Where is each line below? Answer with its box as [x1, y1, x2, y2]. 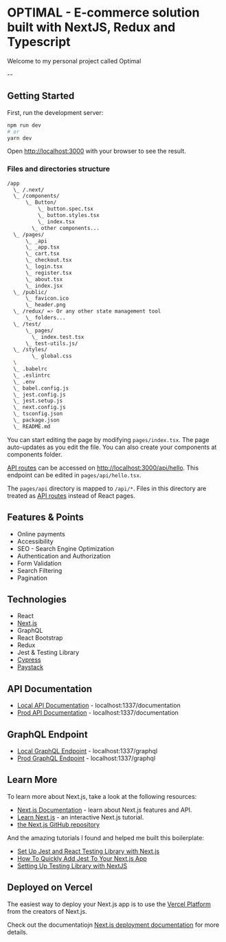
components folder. [7, 450, 63, 459]
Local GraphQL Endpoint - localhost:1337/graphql [16, 747, 158, 755]
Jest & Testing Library [16, 649, 80, 657]
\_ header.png [25, 302, 67, 308]
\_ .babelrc [13, 366, 48, 373]
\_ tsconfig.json [13, 410, 63, 417]
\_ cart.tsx [25, 250, 60, 258]
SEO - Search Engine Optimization [16, 544, 115, 552]
